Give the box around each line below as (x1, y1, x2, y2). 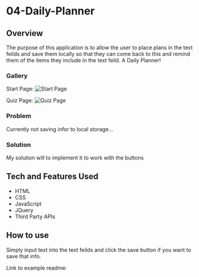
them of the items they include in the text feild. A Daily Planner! (6, 57, 161, 64)
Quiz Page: (6, 97, 33, 104)
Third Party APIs (14, 213, 56, 220)
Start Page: (6, 85, 34, 92)
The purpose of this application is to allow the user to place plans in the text (6, 44, 193, 51)
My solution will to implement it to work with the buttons (6, 154, 144, 161)
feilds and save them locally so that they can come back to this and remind (6, 50, 191, 58)
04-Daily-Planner (6, 4, 95, 18)
